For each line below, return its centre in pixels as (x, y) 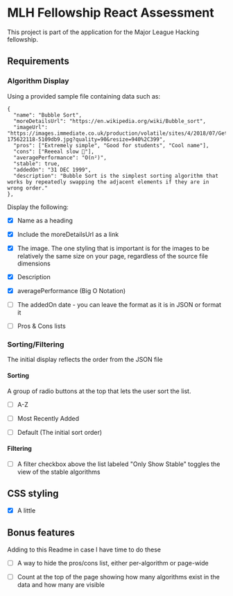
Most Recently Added (48, 418)
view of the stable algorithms (59, 472)
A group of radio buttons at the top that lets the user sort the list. (99, 391)
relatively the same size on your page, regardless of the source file (112, 256)
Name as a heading (45, 220)
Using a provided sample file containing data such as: (84, 96)
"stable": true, (37, 164)
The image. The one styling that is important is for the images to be (113, 248)
